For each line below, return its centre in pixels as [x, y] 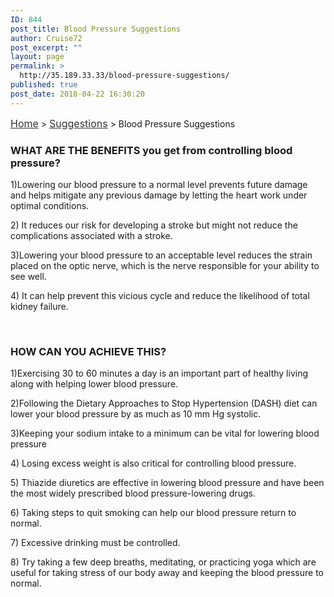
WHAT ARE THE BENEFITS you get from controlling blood [151, 150]
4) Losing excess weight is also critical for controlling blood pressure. [153, 463]
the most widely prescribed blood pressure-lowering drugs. [133, 493]
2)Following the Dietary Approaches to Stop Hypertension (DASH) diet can [164, 403]
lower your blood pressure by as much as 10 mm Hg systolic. [136, 414]
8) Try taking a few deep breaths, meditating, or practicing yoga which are [163, 562]
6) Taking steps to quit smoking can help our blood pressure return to [153, 513]
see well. [28, 276]
